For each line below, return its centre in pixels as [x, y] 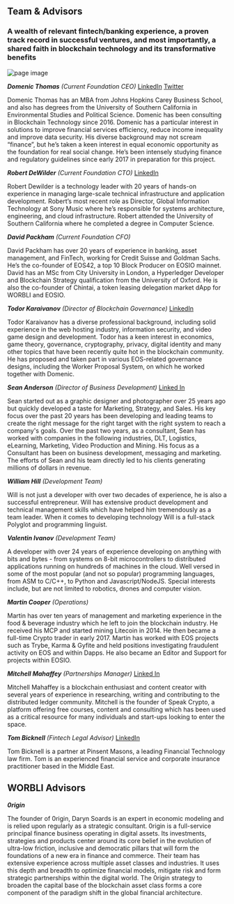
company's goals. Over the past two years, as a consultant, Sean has [107, 430]
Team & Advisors [45, 12]
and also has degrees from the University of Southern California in [102, 107]
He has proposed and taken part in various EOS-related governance [105, 359]
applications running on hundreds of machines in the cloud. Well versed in [114, 566]
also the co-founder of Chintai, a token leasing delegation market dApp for [114, 287]
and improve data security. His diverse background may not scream [104, 137]
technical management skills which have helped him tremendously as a [109, 510]
